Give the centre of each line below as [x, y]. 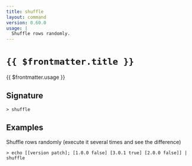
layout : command [26, 17]
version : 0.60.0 [26, 23]
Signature [25, 96]
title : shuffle [25, 12]
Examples [25, 128]
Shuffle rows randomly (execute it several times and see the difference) [94, 142]
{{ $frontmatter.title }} [70, 62]
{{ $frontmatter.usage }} [36, 77]
